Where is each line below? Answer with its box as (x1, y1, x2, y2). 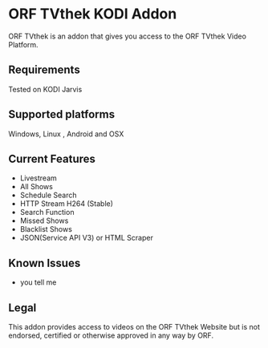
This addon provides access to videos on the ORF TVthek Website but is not (8, 322, 261, 331)
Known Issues (8, 256, 81, 269)
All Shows (19, 182, 54, 192)
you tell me (19, 277, 57, 287)
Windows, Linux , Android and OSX (8, 129, 124, 139)
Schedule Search (19, 190, 78, 200)
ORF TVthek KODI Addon (8, 5, 177, 23)
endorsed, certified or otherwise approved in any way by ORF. (8, 330, 214, 340)
